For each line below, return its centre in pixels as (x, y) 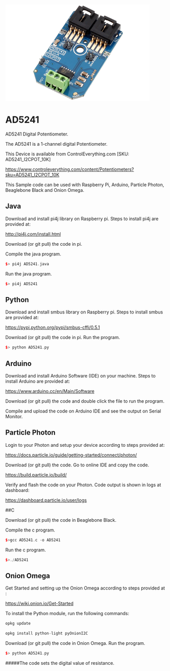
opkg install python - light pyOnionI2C (47, 634)
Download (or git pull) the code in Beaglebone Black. (61, 520)
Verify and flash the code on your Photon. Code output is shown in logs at (83, 485)
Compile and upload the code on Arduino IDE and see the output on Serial (83, 411)
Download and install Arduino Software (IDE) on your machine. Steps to (81, 376)
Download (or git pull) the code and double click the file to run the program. (85, 401)
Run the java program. (29, 273)
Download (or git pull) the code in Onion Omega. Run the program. (75, 643)
